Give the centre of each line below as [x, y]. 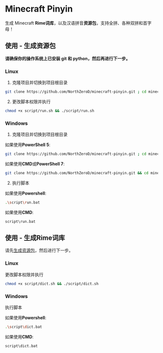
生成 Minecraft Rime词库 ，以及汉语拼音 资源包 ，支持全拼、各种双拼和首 [76, 23]
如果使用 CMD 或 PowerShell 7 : [35, 164]
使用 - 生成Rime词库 [35, 238]
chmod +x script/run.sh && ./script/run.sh [50, 111]
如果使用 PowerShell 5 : [28, 145]
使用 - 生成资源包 [30, 46]
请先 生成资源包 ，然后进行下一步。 [39, 251]
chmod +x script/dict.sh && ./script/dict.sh [52, 284]
